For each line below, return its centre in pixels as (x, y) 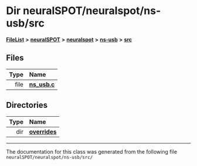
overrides (43, 131)
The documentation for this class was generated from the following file (92, 151)
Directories (27, 105)
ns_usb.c (42, 84)
